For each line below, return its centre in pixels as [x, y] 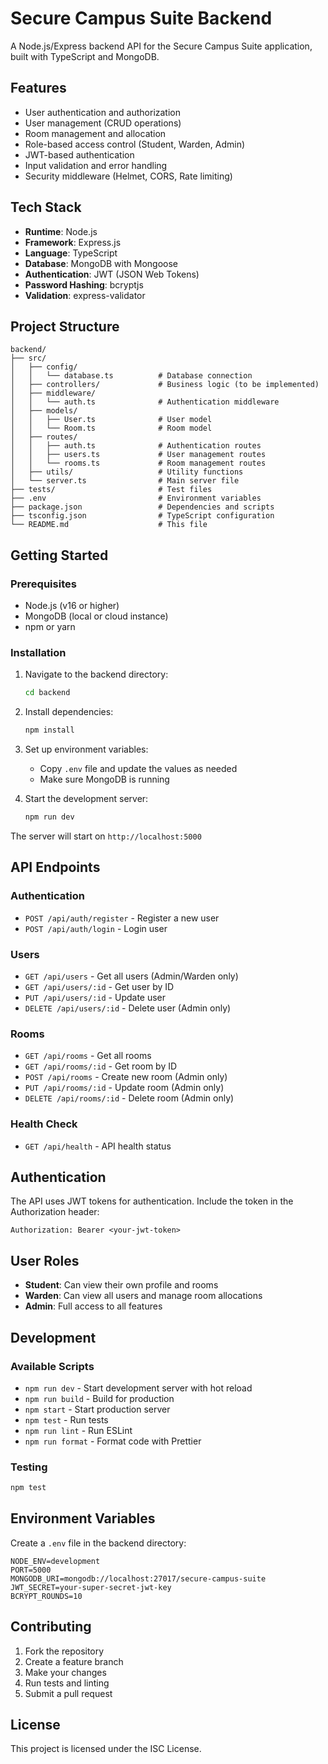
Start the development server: [86, 799]
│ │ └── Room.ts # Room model [111, 428]
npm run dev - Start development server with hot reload [138, 1388]
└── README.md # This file [109, 525]
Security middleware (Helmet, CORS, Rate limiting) [128, 176]
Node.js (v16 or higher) [72, 606]
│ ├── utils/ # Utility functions [127, 472]
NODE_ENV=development [55, 1561]
